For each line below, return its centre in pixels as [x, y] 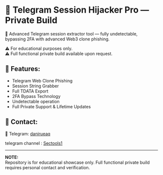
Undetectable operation [36, 101]
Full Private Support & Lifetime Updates [51, 106]
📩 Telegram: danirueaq [28, 134]
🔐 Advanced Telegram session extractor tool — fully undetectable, [71, 34]
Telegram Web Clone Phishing [42, 80]
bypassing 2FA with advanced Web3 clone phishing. [57, 39]
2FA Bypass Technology [36, 96]
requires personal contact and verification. [48, 167]
